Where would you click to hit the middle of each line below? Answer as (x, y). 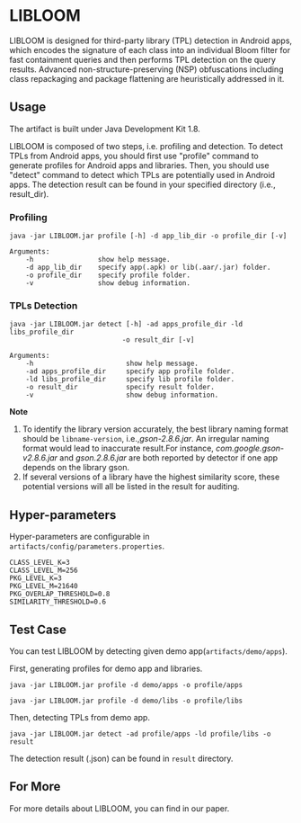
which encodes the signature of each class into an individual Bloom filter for (150, 49)
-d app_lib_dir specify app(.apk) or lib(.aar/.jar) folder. (148, 268)
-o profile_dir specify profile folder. (108, 275)
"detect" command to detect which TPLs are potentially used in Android (142, 174)
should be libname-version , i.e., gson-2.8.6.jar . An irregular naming (146, 439)
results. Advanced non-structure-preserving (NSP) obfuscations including (146, 69)
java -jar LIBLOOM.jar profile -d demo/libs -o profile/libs (126, 701)
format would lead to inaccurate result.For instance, (118, 448)
